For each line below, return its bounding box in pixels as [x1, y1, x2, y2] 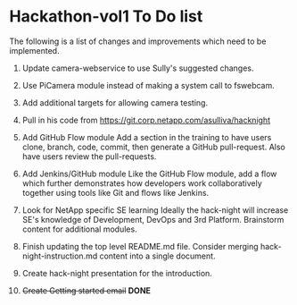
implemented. [9, 45, 60, 55]
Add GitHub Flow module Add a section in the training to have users [21, 131, 272, 142]
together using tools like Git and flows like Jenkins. [21, 187, 210, 198]
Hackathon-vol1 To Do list [9, 6, 203, 27]
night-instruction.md [21, 250, 98, 261]
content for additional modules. [21, 224, 137, 234]
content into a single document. [99, 250, 216, 261]
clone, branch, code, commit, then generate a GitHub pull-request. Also [21, 141, 285, 152]
